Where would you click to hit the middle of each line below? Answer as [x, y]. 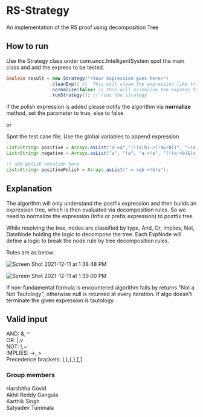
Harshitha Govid [26, 388]
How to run [27, 46]
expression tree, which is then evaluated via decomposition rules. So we [96, 210]
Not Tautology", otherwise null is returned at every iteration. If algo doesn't [99, 294]
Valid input [27, 319]
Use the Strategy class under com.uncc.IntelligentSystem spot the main [95, 60]
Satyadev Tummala [30, 407]
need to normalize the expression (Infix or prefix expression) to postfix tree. [100, 216]
